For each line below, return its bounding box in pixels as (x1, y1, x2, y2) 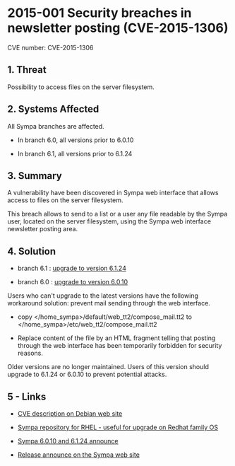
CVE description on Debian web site (17, 409, 123, 418)
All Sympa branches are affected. (7, 122, 104, 130)
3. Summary (7, 170, 62, 182)
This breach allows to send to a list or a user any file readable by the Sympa (7, 210, 228, 219)
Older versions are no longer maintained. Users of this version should (7, 363, 210, 371)
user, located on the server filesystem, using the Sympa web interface (7, 217, 212, 226)
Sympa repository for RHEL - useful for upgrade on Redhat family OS (17, 423, 219, 431)
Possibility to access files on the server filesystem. (7, 83, 155, 91)
